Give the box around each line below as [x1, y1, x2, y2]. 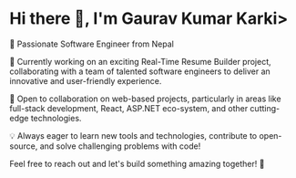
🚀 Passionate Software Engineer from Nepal [9, 38, 175, 49]
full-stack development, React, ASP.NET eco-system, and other [9, 102, 249, 113]
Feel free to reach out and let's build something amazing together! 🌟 [9, 158, 265, 169]
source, [9, 141, 38, 152]
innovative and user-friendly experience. [9, 75, 162, 86]
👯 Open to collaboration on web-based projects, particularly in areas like [9, 93, 281, 104]
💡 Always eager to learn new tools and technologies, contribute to [9, 130, 258, 141]
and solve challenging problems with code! [39, 141, 201, 152]
